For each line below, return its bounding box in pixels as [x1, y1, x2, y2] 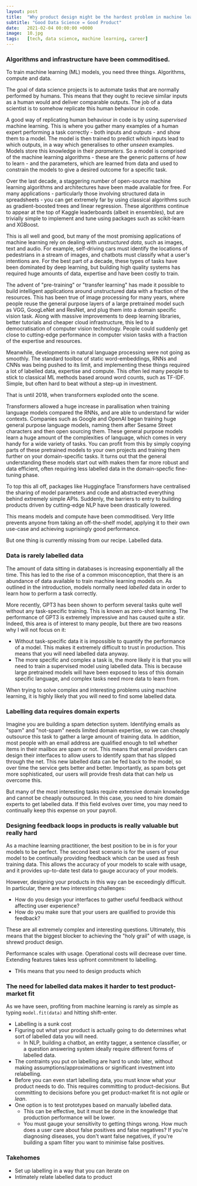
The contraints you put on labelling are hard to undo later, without [14, 1058, 173, 1065]
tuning [6, 471, 22, 479]
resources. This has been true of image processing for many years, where [6, 294, 185, 301]
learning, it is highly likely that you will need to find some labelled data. [6, 692, 177, 699]
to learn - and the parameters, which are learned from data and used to [6, 160, 179, 167]
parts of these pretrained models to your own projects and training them [6, 447, 181, 454]
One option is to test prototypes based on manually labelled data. [14, 1101, 172, 1108]
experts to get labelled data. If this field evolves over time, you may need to [6, 800, 188, 807]
